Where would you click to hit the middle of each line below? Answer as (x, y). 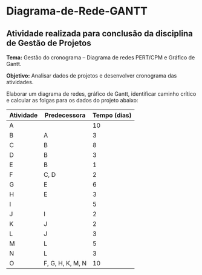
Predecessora (65, 115)
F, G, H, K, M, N (65, 263)
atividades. (20, 82)
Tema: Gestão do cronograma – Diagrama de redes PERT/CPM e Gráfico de (101, 58)
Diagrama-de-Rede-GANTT (77, 11)
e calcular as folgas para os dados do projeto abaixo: (72, 100)
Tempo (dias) (112, 115)
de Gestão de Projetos (49, 43)
